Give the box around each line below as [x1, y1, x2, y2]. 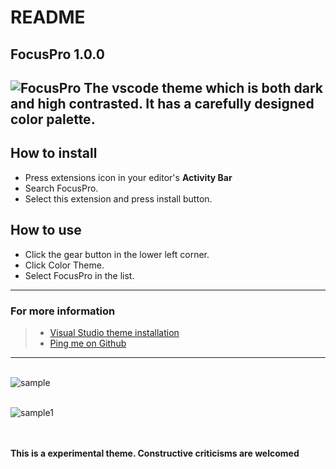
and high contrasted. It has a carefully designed [10, 95, 315, 112]
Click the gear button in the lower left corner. [24, 248, 210, 260]
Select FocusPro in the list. [24, 269, 135, 281]
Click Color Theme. [24, 259, 105, 271]
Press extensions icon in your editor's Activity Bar [24, 171, 233, 183]
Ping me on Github [49, 337, 127, 349]
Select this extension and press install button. [24, 192, 213, 205]
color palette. [10, 111, 96, 128]
